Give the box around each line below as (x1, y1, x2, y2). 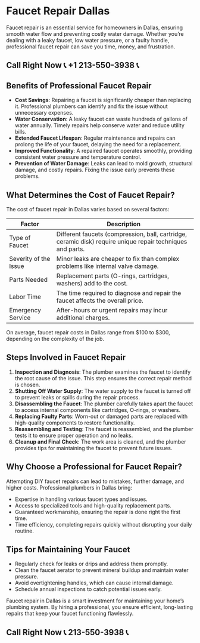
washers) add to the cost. (56, 279, 128, 287)
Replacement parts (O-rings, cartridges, (56, 272, 170, 280)
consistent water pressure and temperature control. (14, 153, 142, 161)
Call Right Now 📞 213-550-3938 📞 (6, 627, 129, 637)
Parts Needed (9, 275, 48, 284)
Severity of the (9, 254, 51, 263)
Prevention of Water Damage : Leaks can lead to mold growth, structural (14, 160, 193, 167)
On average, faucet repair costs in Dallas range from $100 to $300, (6, 328, 171, 336)
